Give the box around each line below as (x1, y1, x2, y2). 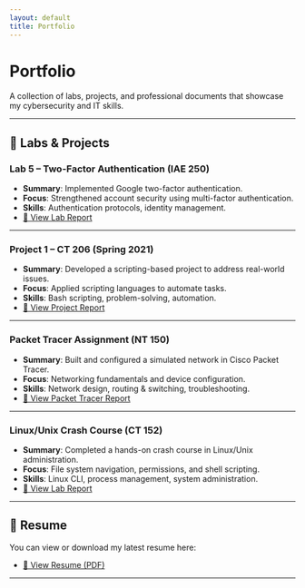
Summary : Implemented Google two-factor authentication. (22, 183, 243, 194)
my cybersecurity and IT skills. (9, 101, 124, 112)
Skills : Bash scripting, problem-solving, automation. (22, 292, 217, 304)
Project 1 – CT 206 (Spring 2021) (9, 243, 154, 256)
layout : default (9, 13, 71, 23)
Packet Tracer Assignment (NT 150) (9, 333, 170, 346)
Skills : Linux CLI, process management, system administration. (22, 474, 259, 485)
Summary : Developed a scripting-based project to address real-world (22, 264, 285, 275)
